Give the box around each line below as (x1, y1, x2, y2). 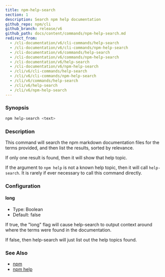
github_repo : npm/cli (5, 21, 51, 27)
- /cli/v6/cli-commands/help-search (10, 69, 87, 74)
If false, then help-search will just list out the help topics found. (5, 237, 137, 243)
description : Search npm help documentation (5, 17, 101, 22)
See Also (5, 250, 28, 257)
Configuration (5, 182, 41, 189)
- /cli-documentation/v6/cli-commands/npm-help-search (10, 45, 128, 50)
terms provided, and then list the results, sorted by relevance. (5, 145, 134, 151)
